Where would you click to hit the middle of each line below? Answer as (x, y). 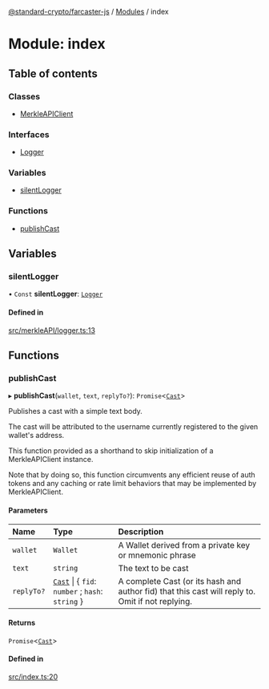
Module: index (57, 44)
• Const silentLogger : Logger (56, 294)
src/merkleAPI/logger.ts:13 (52, 330)
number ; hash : (78, 591)
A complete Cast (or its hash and (180, 581)
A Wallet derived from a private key (184, 545)
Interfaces (29, 134)
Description (141, 531)
